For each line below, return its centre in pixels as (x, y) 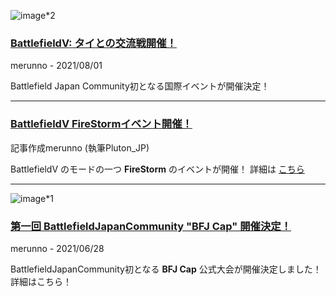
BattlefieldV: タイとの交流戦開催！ (93, 43)
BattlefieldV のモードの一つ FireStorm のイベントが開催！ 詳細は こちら (157, 169)
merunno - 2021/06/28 (57, 248)
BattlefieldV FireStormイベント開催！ (101, 124)
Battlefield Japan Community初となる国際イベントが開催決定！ (140, 86)
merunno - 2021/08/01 (56, 66)
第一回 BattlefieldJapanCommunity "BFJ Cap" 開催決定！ (151, 226)
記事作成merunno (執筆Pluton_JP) (80, 147)
